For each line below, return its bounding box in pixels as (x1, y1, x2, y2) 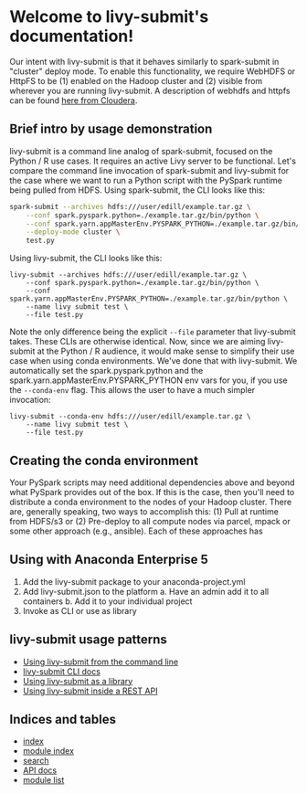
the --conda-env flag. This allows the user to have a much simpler (9, 385, 256, 396)
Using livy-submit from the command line (22, 656, 179, 667)
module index (22, 746, 75, 757)
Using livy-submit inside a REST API (22, 685, 158, 696)
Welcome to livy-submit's (9, 6, 209, 27)
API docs (22, 765, 58, 776)
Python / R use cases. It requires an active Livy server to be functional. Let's (9, 155, 297, 166)
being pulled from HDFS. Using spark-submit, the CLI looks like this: (9, 185, 266, 196)
